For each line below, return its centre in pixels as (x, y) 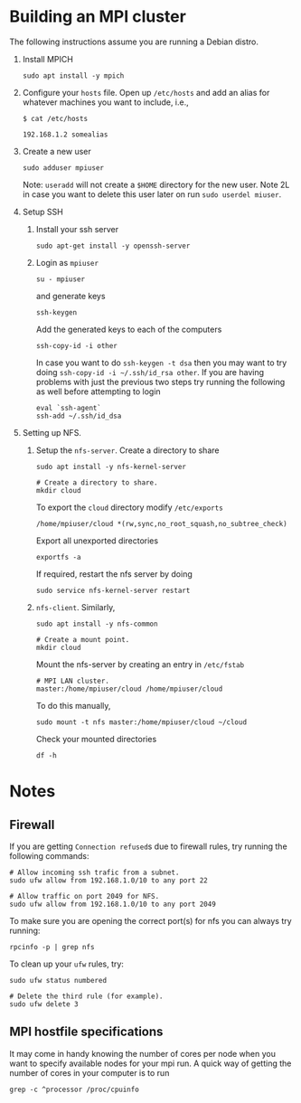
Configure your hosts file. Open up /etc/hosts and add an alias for (146, 92)
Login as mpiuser (67, 262)
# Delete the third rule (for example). (87, 996)
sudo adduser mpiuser (63, 168)
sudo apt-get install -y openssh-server (113, 246)
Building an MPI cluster (98, 17)
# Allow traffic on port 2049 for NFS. (85, 896)
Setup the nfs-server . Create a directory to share (127, 450)
